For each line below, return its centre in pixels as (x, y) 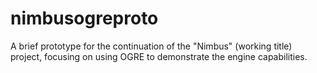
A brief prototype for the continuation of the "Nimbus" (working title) (151, 46)
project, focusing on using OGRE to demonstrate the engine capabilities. (159, 56)
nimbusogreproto (84, 18)
